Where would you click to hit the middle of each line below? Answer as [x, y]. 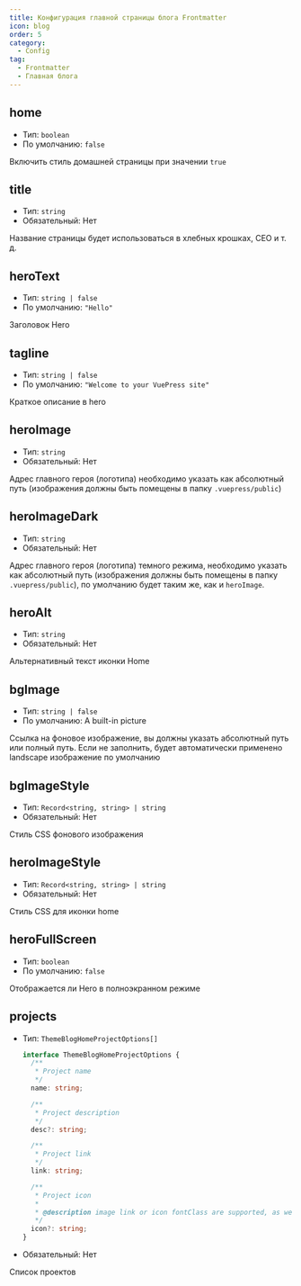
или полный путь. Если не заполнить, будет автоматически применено [146, 748]
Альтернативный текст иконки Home [80, 661]
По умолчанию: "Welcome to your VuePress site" [115, 384]
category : [28, 43]
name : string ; [57, 1088]
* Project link [63, 1154]
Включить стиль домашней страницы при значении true [118, 161]
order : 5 [26, 34]
